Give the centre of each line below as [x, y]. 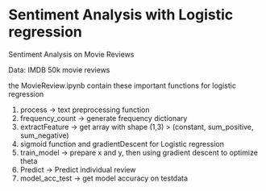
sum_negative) [45, 135]
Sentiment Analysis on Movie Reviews [71, 54]
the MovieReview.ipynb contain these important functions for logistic [122, 85]
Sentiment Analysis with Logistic [121, 15]
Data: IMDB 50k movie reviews [59, 69]
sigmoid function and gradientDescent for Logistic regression [122, 143]
